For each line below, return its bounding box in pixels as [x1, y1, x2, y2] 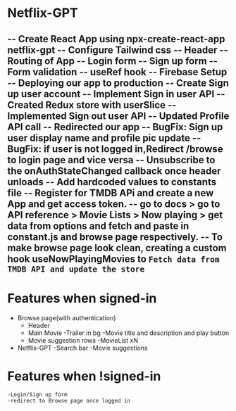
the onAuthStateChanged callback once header [7, 165, 221, 177]
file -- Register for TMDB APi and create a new [7, 186, 214, 198]
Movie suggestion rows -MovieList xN [27, 336, 139, 344]
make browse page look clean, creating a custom [7, 241, 227, 254]
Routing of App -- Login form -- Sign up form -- [7, 55, 218, 67]
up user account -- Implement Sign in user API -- [7, 88, 225, 100]
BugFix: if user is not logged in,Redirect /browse [7, 143, 223, 155]
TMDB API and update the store [7, 264, 145, 274]
